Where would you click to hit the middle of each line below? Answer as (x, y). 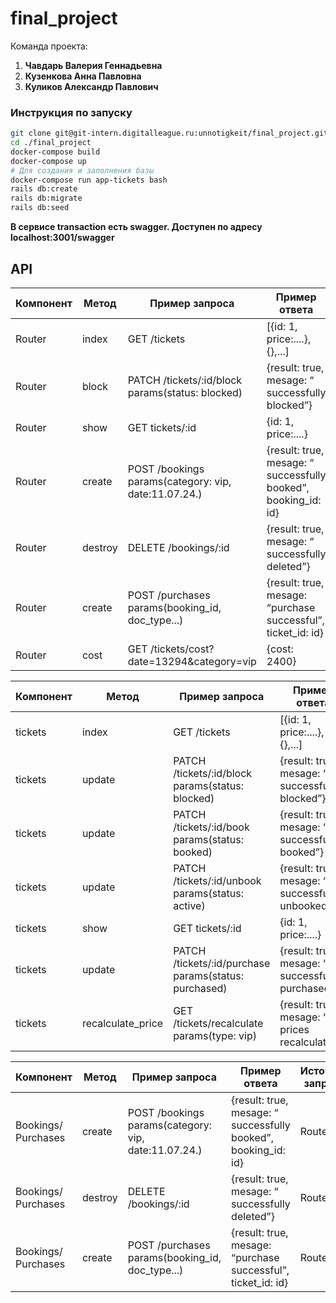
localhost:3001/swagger (62, 238)
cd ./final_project (51, 143)
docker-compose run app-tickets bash (89, 180)
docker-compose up (48, 161)
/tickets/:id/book (211, 827)
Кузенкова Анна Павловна (83, 76)
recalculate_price (122, 1023)
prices (294, 1029)
